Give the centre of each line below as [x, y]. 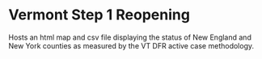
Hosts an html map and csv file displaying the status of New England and [130, 37]
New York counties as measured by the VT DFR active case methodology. [131, 45]
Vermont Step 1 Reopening [99, 15]
